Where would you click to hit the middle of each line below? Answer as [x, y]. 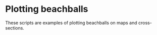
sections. [15, 28]
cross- [145, 23]
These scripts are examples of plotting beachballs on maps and [71, 23]
